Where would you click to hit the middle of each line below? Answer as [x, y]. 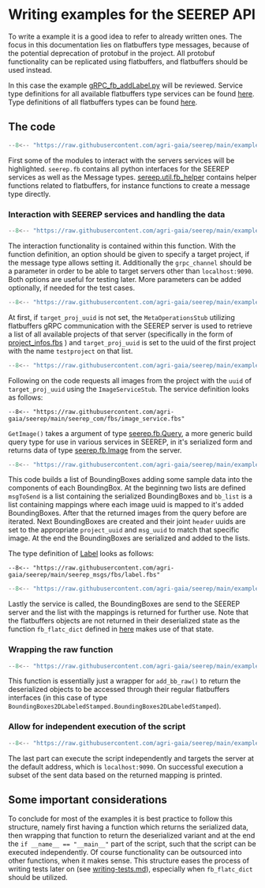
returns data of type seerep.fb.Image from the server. [95, 450]
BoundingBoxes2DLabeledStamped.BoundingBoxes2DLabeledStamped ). [115, 706]
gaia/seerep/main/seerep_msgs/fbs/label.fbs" [84, 575]
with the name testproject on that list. [71, 351]
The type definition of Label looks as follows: [81, 554]
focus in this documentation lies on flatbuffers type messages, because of [129, 44]
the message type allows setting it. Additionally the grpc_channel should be [130, 262]
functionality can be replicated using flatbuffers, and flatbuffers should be [128, 62]
